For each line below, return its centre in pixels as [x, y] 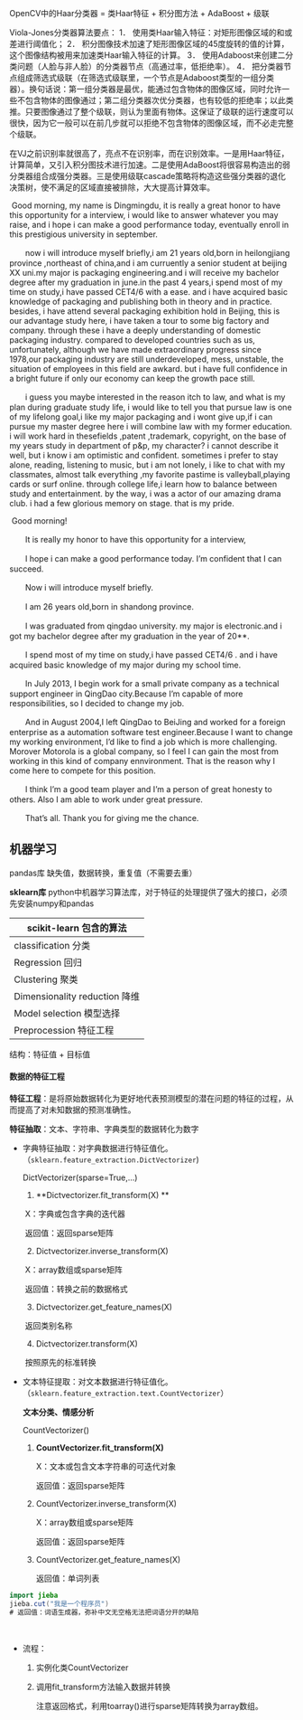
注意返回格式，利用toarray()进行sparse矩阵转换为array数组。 [149, 1706]
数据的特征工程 [37, 1077]
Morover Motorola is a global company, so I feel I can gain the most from [144, 751]
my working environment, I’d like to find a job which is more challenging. [143, 742]
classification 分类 [52, 945]
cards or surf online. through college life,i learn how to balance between [143, 484]
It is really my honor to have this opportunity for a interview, [135, 539]
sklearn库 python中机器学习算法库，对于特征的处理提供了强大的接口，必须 [148, 892]
